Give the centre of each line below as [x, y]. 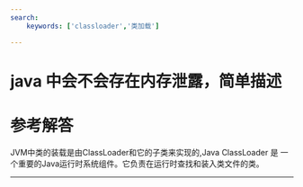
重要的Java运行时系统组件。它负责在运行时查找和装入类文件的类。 [141, 164]
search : [25, 18]
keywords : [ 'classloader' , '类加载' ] [93, 26]
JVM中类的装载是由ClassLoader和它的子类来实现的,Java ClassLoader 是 [144, 152]
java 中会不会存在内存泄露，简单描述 [146, 81]
